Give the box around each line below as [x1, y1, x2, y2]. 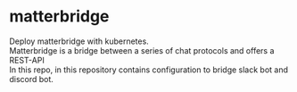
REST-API [9, 54, 45, 65]
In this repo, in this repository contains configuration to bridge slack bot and [9, 64, 288, 75]
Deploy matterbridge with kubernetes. [9, 36, 149, 46]
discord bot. [9, 73, 54, 84]
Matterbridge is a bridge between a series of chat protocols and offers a [9, 45, 275, 55]
